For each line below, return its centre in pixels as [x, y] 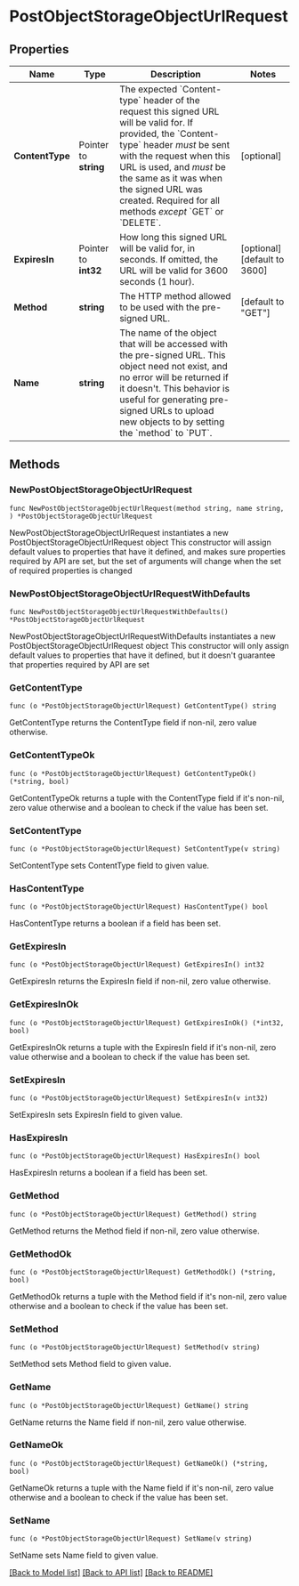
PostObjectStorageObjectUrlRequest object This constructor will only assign [149, 645]
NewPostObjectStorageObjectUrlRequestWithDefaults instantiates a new [142, 636]
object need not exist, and [174, 366]
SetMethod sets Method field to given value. [90, 1364]
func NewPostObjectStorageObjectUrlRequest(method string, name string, [147, 508]
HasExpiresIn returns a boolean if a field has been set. [108, 1173]
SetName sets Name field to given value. [84, 1556]
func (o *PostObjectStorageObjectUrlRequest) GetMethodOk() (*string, [143, 1272]
